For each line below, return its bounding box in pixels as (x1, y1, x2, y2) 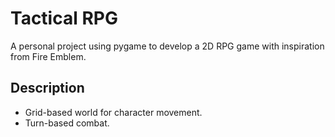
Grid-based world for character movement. (24, 106, 203, 118)
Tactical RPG (10, 7, 118, 30)
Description (10, 80, 85, 97)
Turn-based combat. (24, 117, 110, 129)
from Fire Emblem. (10, 50, 87, 62)
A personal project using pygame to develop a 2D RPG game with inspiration (10, 40, 325, 52)
